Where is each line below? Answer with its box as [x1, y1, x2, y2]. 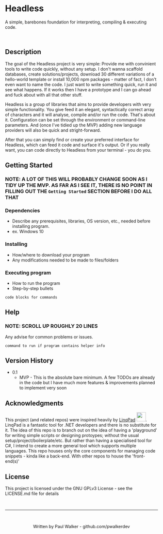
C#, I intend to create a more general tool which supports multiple [5, 443, 137, 449]
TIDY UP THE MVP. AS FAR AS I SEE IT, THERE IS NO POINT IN [5, 182, 152, 189]
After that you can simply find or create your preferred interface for [5, 137, 139, 142]
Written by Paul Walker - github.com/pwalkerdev [33, 524, 130, 530]
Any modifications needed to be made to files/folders [12, 257, 119, 263]
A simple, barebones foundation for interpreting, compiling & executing [5, 19, 147, 25]
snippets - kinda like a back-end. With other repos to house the [5, 453, 131, 459]
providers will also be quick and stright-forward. [5, 127, 101, 133]
